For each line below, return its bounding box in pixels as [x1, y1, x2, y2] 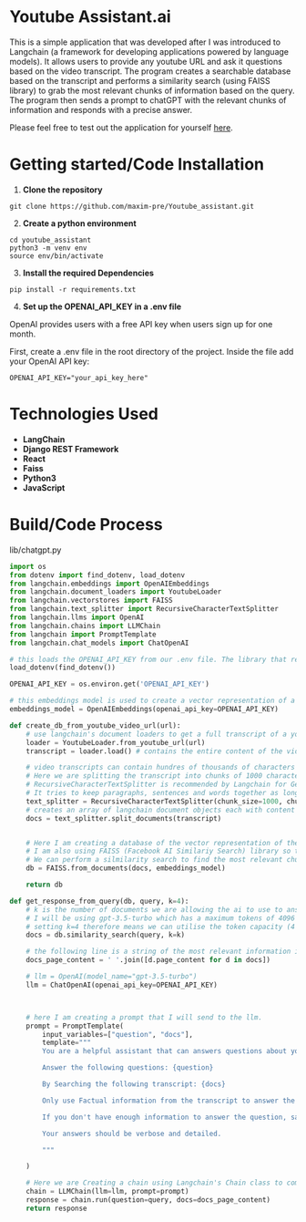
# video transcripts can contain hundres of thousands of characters [25, 763, 296, 772]
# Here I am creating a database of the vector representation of [25, 838, 283, 847]
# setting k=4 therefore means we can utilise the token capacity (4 [25, 922, 296, 931]
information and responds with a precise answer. [9, 104, 193, 115]
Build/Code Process [9, 514, 164, 534]
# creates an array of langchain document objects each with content [25, 805, 296, 814]
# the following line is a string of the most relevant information [25, 947, 291, 957]
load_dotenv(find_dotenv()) [9, 663, 117, 672]
